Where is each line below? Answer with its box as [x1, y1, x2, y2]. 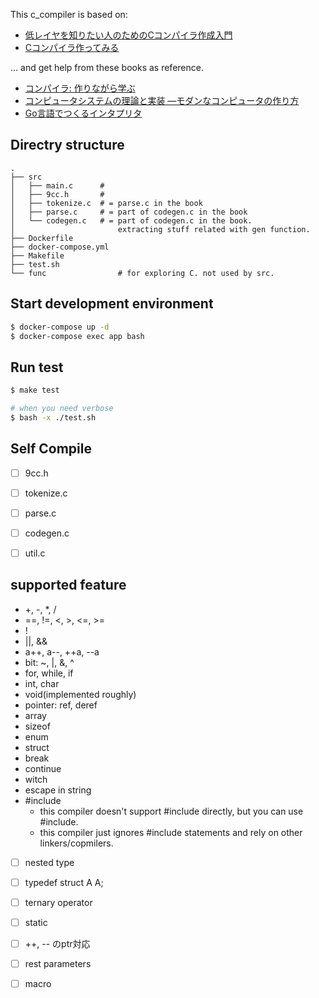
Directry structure [10, 137, 125, 154]
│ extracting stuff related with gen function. [10, 224, 311, 234]
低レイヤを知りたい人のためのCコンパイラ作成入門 [24, 29, 233, 41]
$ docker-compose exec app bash [10, 331, 145, 341]
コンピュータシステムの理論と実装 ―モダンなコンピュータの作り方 [24, 95, 300, 106]
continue [24, 762, 62, 774]
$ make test [10, 385, 60, 396]
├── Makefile [10, 250, 65, 261]
